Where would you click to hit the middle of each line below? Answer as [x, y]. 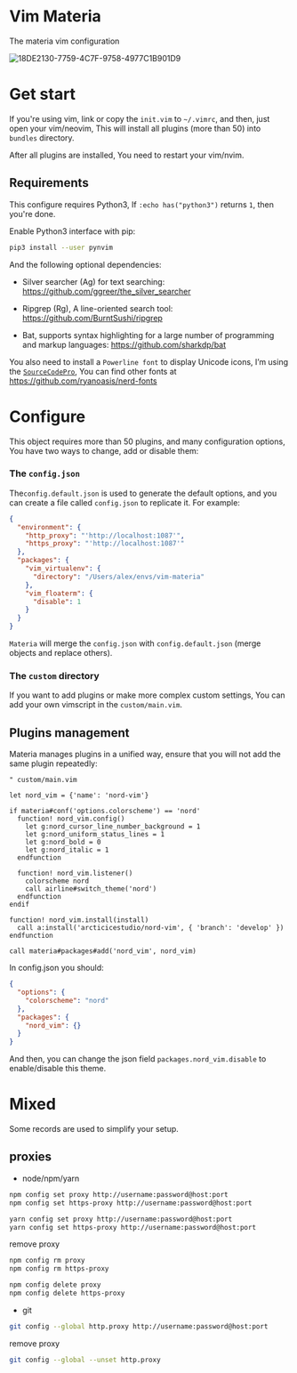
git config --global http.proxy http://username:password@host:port [139, 1326]
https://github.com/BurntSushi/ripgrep [92, 318]
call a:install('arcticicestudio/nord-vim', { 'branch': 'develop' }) [151, 928]
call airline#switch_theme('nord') [91, 889]
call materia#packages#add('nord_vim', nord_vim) [103, 951]
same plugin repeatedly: [53, 763]
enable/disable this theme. [58, 1069]
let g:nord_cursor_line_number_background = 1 [113, 827]
